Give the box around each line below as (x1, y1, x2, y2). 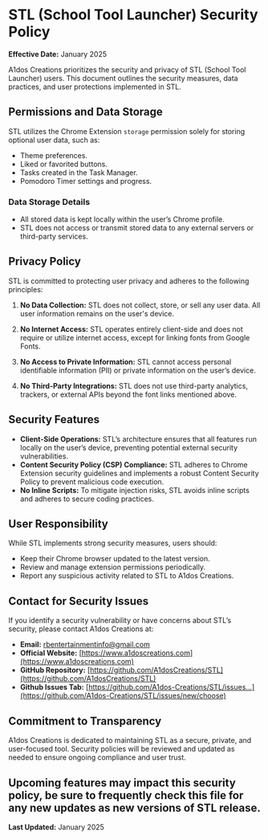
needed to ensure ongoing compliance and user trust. (8, 752, 186, 762)
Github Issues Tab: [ (19, 683, 89, 692)
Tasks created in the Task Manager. (19, 167, 138, 177)
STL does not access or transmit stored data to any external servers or (19, 223, 254, 233)
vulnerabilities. (19, 451, 69, 461)
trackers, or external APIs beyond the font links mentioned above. (19, 389, 237, 399)
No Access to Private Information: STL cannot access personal (19, 357, 232, 366)
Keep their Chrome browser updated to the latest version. (19, 554, 210, 564)
